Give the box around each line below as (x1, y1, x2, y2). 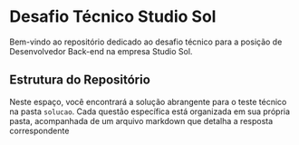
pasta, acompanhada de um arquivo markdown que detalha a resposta (9, 115, 274, 126)
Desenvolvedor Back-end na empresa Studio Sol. (9, 45, 193, 56)
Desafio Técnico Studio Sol (9, 6, 217, 27)
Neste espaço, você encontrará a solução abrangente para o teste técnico (9, 96, 287, 107)
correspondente (9, 125, 70, 136)
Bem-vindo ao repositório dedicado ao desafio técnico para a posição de (9, 36, 283, 47)
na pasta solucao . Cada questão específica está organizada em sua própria (9, 106, 291, 117)
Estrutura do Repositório (9, 72, 151, 88)
